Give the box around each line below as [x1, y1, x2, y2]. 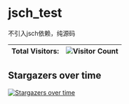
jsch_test [8, 5, 62, 21]
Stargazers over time [8, 70, 102, 82]
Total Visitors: [11, 46, 59, 56]
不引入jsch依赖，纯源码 [8, 29, 76, 37]
